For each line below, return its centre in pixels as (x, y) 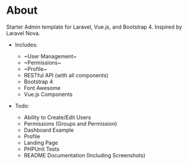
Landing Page (41, 142)
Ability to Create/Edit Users (57, 117)
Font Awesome (42, 88)
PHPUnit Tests (42, 149)
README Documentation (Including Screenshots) (84, 155)
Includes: (26, 45)
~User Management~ (50, 56)
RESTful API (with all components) (66, 75)
